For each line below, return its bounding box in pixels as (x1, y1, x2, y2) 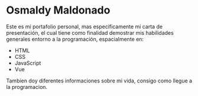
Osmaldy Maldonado (6, 4, 111, 17)
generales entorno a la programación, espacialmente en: (6, 35, 144, 42)
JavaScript (14, 59, 41, 67)
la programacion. (6, 83, 48, 90)
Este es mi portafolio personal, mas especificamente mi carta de (6, 23, 163, 30)
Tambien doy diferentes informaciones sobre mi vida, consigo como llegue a (6, 77, 193, 84)
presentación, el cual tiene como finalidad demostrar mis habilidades (6, 29, 174, 36)
